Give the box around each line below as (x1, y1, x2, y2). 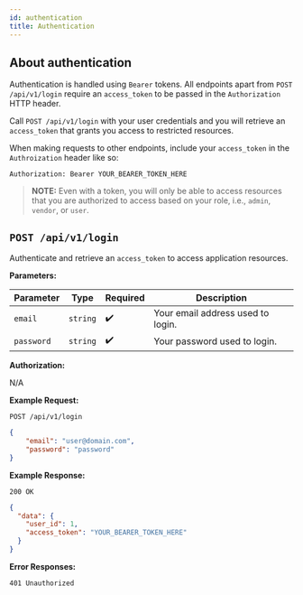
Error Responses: (9, 561, 77, 572)
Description (195, 292, 248, 304)
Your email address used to (153, 307, 270, 320)
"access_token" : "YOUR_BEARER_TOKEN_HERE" (25, 528, 188, 537)
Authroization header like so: (9, 153, 119, 163)
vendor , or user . (31, 205, 90, 216)
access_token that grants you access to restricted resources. (9, 126, 234, 136)
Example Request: (9, 395, 79, 406)
